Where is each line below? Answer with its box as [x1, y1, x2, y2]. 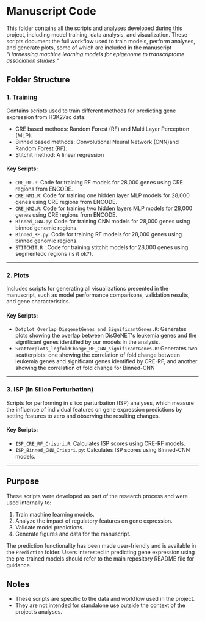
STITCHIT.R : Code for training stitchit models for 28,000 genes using [15, 243, 189, 251]
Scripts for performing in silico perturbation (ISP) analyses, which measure [6, 399, 194, 407]
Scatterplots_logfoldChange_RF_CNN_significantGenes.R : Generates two [15, 345, 198, 352]
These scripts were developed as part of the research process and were [6, 492, 188, 499]
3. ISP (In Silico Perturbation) [6, 385, 94, 394]
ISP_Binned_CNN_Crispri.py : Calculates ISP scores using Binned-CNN [15, 446, 190, 453]
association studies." [6, 57, 59, 64]
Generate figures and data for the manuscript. [15, 530, 131, 537]
